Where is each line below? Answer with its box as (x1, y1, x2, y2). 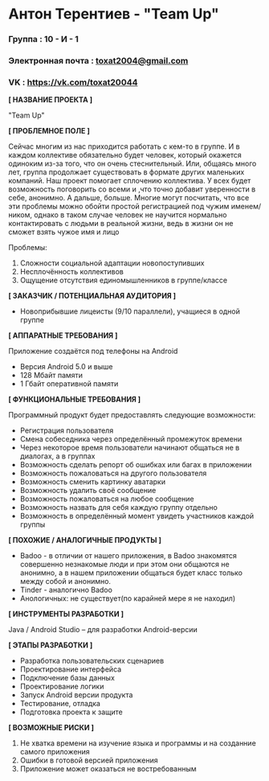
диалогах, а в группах (19, 451, 96, 461)
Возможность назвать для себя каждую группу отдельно (19, 503, 218, 512)
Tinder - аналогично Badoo (19, 585, 112, 595)
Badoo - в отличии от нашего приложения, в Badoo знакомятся (19, 551, 237, 561)
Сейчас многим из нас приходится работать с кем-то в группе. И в (8, 142, 240, 151)
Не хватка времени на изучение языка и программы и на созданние (19, 738, 257, 748)
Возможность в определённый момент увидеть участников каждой (19, 512, 255, 521)
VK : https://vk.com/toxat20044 (8, 76, 138, 88)
